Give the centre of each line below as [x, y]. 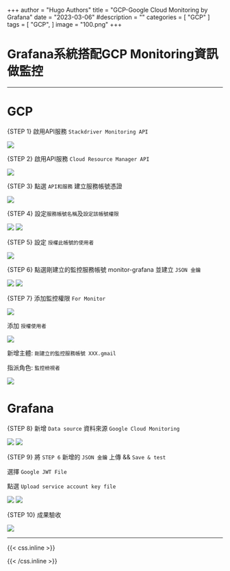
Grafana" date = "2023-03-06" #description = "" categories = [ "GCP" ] [108, 17]
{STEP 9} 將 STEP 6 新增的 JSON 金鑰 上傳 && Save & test [87, 457]
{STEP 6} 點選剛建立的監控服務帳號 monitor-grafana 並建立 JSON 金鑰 [104, 269]
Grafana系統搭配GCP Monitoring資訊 [113, 54]
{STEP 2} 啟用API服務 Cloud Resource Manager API [78, 158]
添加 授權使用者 [27, 325]
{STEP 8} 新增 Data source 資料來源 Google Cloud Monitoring [93, 428]
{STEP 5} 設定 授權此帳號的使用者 [51, 242]
